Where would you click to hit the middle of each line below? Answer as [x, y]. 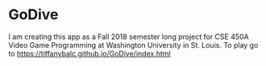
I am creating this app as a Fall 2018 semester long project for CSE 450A [129, 37]
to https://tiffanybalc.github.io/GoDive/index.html [89, 53]
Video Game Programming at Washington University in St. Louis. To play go [133, 45]
